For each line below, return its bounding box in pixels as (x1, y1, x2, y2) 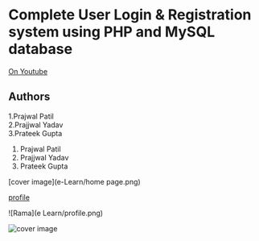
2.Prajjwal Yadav (8, 119, 64, 130)
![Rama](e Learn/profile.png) (8, 208, 103, 218)
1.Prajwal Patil (8, 111, 55, 121)
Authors (8, 90, 51, 104)
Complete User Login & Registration (8, 6, 252, 24)
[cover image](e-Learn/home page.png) (8, 177, 141, 186)
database (8, 40, 73, 58)
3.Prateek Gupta (8, 128, 63, 138)
